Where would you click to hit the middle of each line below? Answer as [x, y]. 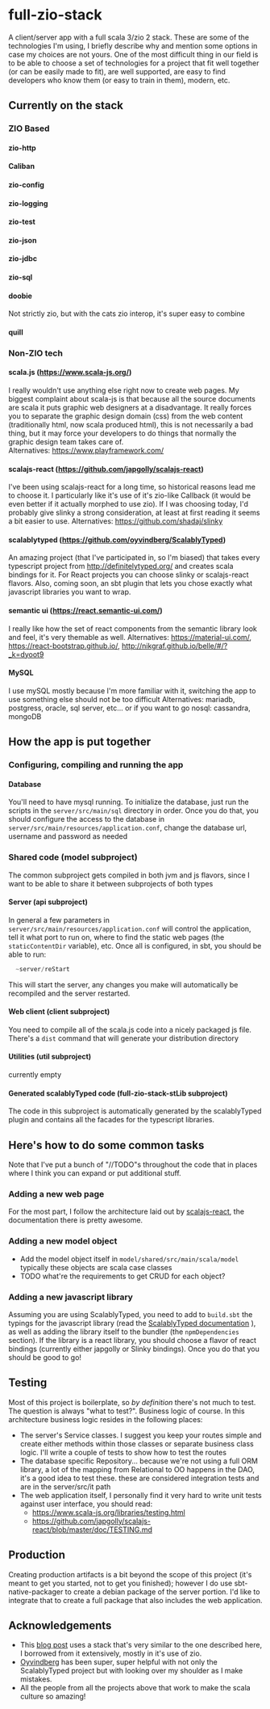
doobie [20, 296]
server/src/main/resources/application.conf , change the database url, [128, 828]
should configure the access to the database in [87, 819]
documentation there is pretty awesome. [76, 1220]
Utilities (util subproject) [50, 1057]
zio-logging [28, 203]
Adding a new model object [63, 1241]
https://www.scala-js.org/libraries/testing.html [108, 1512]
